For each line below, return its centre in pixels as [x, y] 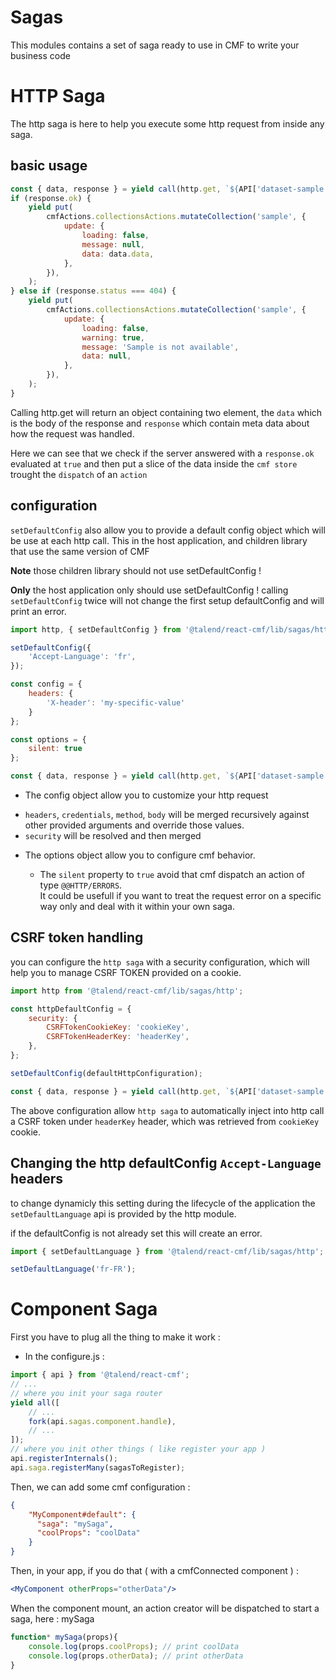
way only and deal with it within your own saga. [137, 906]
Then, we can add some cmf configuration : [100, 1487]
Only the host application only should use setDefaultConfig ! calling [149, 590]
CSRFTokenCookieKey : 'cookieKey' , [118, 1027]
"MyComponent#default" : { [82, 1514]
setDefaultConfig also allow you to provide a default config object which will [168, 530]
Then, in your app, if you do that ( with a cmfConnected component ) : [154, 1571]
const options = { [48, 739]
